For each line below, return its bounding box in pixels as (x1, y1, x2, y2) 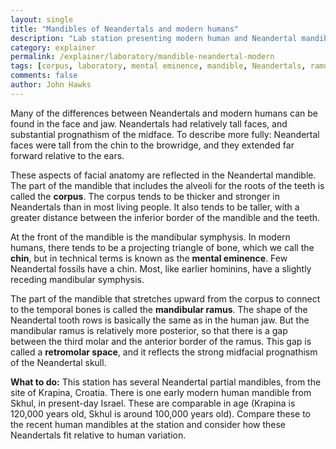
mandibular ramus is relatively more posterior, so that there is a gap (10, 324, 288, 336)
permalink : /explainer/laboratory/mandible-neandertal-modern (10, 52, 275, 62)
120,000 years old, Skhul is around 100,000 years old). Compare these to (10, 407, 311, 420)
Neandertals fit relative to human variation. (10, 429, 187, 441)
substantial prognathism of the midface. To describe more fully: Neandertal (10, 128, 320, 140)
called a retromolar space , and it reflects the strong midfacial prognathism (10, 346, 318, 358)
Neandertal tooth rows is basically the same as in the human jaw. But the (10, 314, 310, 326)
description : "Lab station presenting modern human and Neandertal (10, 33, 298, 43)
